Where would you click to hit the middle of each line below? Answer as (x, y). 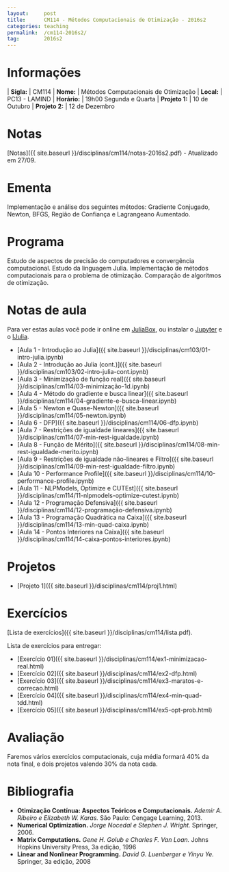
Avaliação (36, 737)
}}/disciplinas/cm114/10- (182, 473)
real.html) (30, 666)
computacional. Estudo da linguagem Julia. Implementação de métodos (108, 268)
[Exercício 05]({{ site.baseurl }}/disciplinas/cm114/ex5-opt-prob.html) (114, 710)
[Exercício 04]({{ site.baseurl (58, 695)
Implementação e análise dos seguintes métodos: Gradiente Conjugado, (109, 207)
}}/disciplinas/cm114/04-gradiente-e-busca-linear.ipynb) (97, 401)
